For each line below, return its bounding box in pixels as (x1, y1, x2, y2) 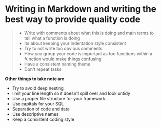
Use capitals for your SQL (12, 101, 64, 106)
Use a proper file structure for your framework (12, 95, 106, 101)
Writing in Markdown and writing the (5, 3, 157, 15)
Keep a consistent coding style (12, 116, 75, 122)
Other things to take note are (5, 76, 64, 82)
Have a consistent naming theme (24, 61, 91, 67)
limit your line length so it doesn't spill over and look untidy (12, 90, 131, 96)
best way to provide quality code (5, 14, 141, 25)
